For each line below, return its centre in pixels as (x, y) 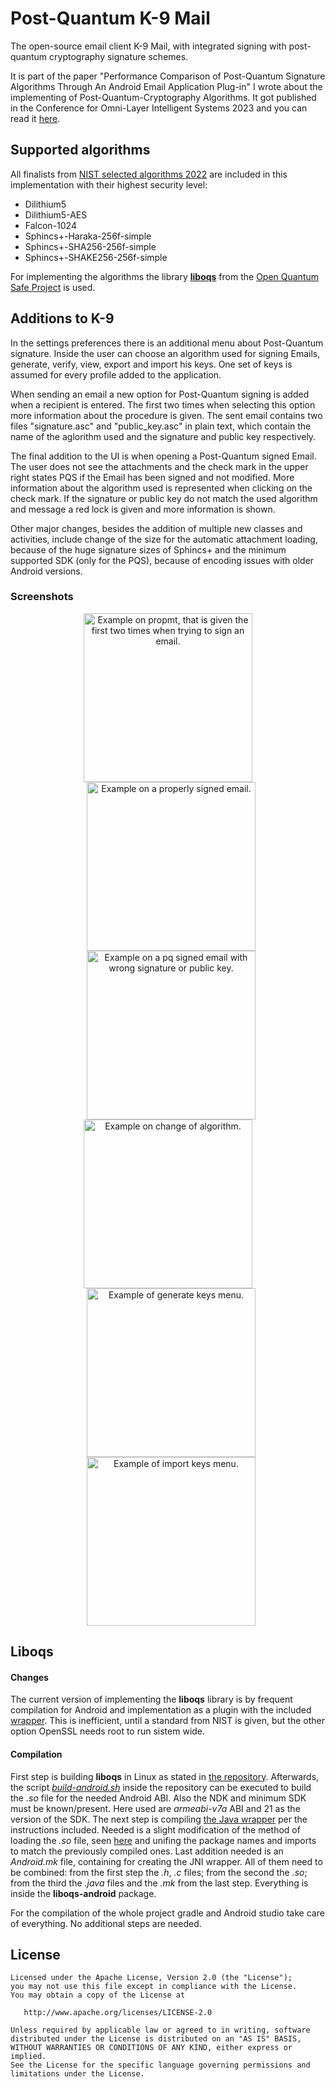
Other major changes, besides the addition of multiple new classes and (156, 528)
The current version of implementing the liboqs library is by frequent (151, 1699)
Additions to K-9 (62, 318)
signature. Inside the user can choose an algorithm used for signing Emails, (165, 353)
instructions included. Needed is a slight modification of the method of (155, 1829)
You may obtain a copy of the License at (98, 1995)
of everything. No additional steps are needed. (106, 1923)
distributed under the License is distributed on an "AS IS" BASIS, (156, 2039)
